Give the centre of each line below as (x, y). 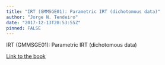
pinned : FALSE (24, 28)
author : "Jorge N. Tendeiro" (42, 17)
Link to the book (26, 56)
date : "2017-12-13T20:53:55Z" (44, 22)
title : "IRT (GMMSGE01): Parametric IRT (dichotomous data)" (83, 12)
